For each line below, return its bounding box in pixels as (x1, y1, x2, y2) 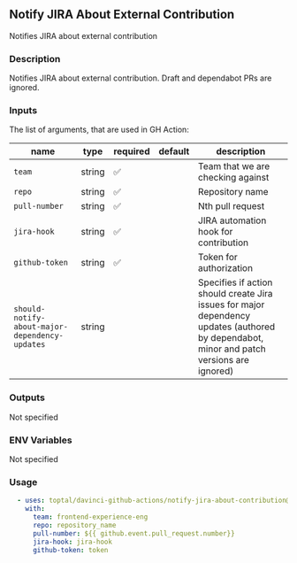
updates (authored (197, 320, 276, 333)
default (158, 145, 190, 158)
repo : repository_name (32, 521, 117, 529)
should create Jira (197, 288, 273, 300)
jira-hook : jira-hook (32, 537, 113, 546)
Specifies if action (197, 276, 273, 289)
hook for (197, 226, 233, 238)
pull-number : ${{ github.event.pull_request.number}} (32, 528, 236, 538)
